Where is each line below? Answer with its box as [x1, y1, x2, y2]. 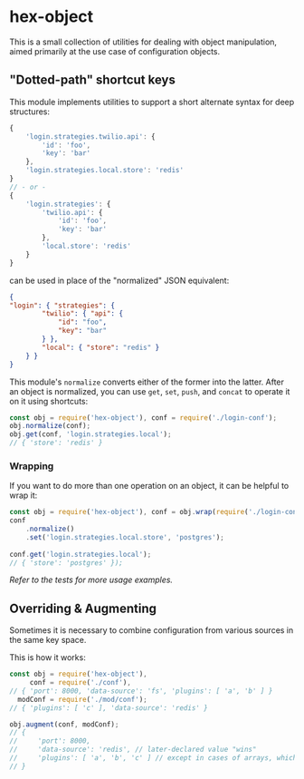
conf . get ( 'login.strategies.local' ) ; [9, 550, 152, 559]
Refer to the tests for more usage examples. [9, 574, 174, 586]
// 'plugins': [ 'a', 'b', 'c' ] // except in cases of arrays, [9, 754, 273, 763]
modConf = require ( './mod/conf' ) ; [17, 695, 147, 704]
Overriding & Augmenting [9, 600, 157, 616]
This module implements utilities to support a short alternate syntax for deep [9, 96, 295, 107]
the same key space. [9, 635, 87, 646]
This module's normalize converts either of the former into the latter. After [9, 376, 285, 387]
